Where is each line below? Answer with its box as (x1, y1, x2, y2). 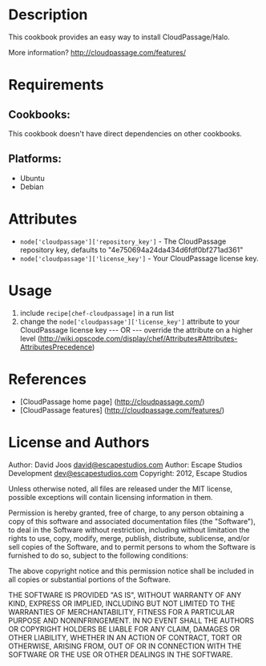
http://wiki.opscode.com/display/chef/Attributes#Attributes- (39, 333, 238, 343)
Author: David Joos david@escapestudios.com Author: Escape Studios (8, 459, 243, 470)
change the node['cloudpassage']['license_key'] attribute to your (19, 317, 240, 326)
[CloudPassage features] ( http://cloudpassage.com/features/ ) (19, 405, 225, 414)
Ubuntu (19, 173, 46, 183)
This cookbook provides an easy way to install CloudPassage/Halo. (8, 32, 231, 42)
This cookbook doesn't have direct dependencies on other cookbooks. (8, 128, 243, 138)
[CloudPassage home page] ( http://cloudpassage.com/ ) (19, 397, 205, 406)
